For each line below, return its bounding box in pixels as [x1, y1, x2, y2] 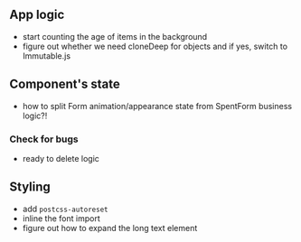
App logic [9, 7, 65, 23]
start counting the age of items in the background [22, 31, 208, 42]
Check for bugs [9, 133, 79, 145]
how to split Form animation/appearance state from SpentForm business [22, 100, 292, 111]
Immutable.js [22, 50, 71, 61]
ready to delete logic [22, 153, 99, 163]
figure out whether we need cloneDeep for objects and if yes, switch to [22, 41, 287, 51]
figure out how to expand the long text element [22, 222, 198, 233]
